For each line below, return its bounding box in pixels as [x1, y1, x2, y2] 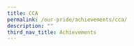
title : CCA [7, 9, 38, 17]
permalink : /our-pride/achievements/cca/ [7, 16, 128, 23]
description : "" [7, 22, 54, 29]
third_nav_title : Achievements [7, 28, 97, 36]
